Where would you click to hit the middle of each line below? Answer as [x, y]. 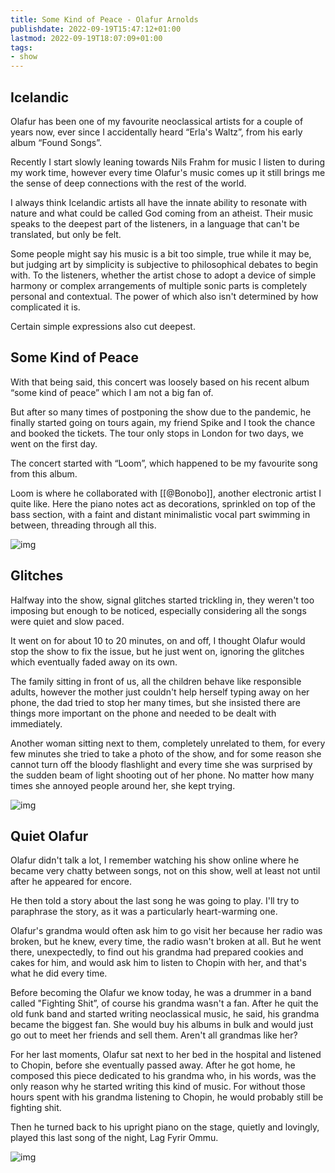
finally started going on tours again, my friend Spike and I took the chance [163, 422]
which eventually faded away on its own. [94, 662]
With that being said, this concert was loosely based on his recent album [160, 382]
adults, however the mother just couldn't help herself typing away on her [160, 692]
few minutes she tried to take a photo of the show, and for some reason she [166, 753]
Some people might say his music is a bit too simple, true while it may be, [161, 253]
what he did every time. [59, 973]
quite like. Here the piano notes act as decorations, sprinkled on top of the [163, 503]
